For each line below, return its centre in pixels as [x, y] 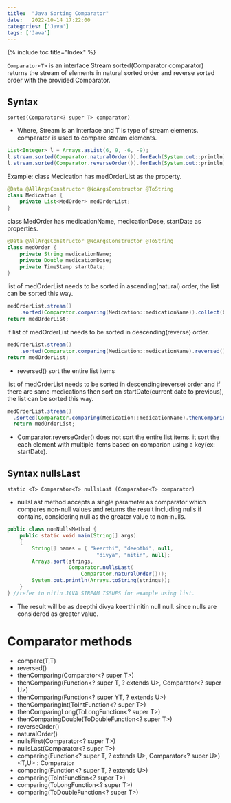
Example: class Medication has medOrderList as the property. [95, 176]
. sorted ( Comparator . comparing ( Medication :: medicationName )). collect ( [121, 313]
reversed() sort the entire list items [66, 371]
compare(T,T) [36, 661]
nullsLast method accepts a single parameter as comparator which [111, 502]
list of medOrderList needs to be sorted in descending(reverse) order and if [114, 384]
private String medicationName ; [66, 254]
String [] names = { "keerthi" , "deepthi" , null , [103, 548]
